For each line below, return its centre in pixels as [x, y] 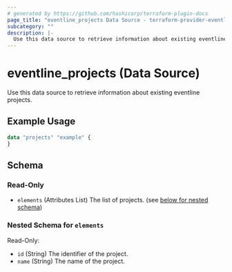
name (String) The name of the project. [71, 261]
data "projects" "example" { [49, 137]
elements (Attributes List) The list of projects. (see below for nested [113, 200]
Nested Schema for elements [56, 225]
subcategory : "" [30, 26]
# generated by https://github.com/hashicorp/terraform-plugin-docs [108, 13]
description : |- [30, 33]
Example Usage [41, 122]
